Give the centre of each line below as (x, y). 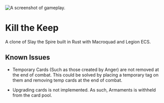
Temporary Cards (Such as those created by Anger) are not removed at (85, 69)
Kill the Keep (32, 28)
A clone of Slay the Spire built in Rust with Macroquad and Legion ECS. (78, 41)
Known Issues (28, 57)
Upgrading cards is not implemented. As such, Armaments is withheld (84, 89)
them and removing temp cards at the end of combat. (67, 80)
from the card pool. (32, 95)
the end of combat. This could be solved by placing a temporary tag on (85, 74)
